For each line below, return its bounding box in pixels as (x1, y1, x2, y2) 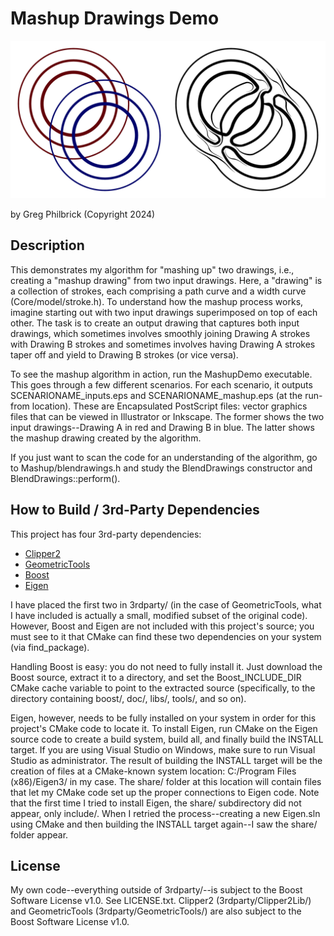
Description (10, 237, 85, 254)
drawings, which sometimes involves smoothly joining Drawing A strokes (10, 327, 311, 339)
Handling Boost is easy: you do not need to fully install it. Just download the (10, 660, 323, 672)
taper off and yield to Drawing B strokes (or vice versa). (10, 348, 239, 361)
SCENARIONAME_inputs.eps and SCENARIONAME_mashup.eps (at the (10, 389, 303, 401)
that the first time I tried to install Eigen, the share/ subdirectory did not (10, 797, 302, 809)
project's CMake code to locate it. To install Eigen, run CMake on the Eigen (10, 722, 318, 734)
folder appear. (10, 828, 69, 841)
